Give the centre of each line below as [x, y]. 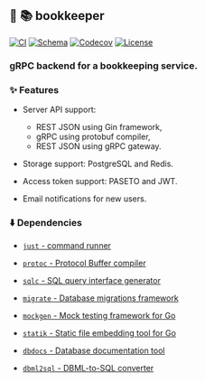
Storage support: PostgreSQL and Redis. [98, 164]
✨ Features [34, 89]
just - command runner [66, 246]
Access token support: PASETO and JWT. [100, 182]
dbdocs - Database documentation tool [93, 350]
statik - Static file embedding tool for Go [99, 333]
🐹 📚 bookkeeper [57, 16]
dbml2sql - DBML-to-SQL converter [88, 368]
